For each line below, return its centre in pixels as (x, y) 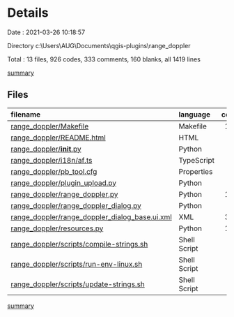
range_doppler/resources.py (57, 228)
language (195, 115)
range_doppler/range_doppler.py (64, 194)
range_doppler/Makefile (50, 126)
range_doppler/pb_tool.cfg (54, 171)
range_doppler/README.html (58, 138)
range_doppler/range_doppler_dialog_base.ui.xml (91, 216)
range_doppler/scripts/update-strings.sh (78, 284)
